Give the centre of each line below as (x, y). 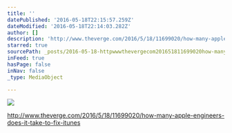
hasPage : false (29, 64)
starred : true (28, 45)
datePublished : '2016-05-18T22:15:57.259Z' (71, 20)
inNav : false (26, 71)
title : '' (21, 13)
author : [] (23, 33)
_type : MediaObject (35, 77)
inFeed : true (26, 58)
